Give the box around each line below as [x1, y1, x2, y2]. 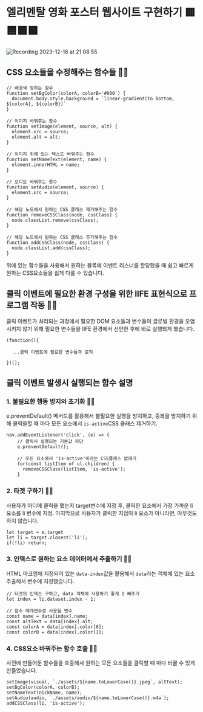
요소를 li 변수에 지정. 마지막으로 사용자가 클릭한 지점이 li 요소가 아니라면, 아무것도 [6, 509, 197, 517]
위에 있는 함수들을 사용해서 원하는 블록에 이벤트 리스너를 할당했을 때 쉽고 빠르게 [6, 261, 194, 269]
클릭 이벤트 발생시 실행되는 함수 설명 [6, 378, 133, 388]
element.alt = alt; [12, 134, 61, 140]
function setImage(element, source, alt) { [6, 123, 118, 130]
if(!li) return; [6, 539, 47, 546]
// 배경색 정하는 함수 [6, 85, 53, 91]
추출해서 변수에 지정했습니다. [6, 577, 75, 584]
